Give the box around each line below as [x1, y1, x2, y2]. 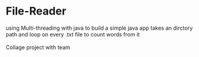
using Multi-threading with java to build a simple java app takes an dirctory [5, 24, 193, 32]
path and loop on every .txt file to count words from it [5, 30, 140, 38]
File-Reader [5, 4, 67, 18]
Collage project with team [5, 44, 71, 51]
